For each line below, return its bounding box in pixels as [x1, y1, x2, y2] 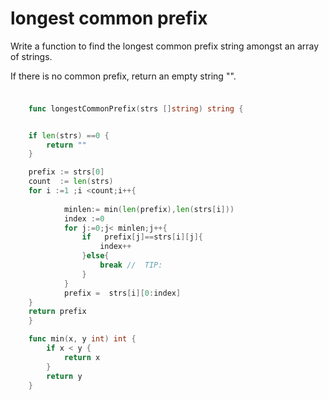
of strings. [10, 50, 53, 62]
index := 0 [63, 213, 105, 224]
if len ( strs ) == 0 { [28, 130, 110, 141]
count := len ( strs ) [28, 177, 114, 187]
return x [63, 352, 101, 362]
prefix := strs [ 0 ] [28, 167, 105, 177]
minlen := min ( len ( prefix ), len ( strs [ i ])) [63, 204, 235, 214]
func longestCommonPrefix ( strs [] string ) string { [28, 103, 244, 114]
